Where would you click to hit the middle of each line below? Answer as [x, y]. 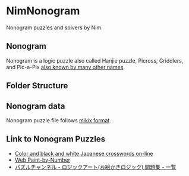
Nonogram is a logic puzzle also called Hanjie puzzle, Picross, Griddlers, [95, 60]
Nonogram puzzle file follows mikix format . [59, 120]
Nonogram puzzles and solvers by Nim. [54, 27]
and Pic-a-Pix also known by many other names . [66, 67]
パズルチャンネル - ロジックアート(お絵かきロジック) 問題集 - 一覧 [95, 167]
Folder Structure [37, 86]
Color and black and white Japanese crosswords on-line [84, 153]
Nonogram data [36, 106]
